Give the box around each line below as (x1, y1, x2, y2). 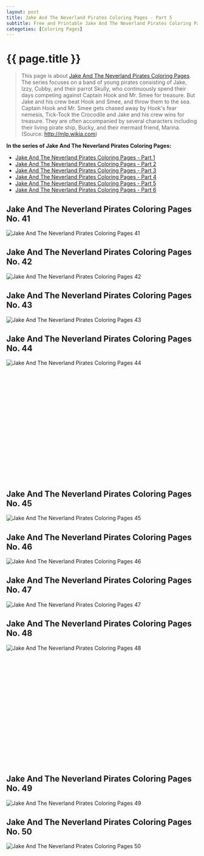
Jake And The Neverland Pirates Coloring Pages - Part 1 (15, 154, 155, 161)
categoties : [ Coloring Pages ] (6, 26, 83, 32)
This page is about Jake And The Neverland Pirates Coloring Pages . (21, 72, 191, 80)
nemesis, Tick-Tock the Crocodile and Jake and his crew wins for (21, 111, 185, 119)
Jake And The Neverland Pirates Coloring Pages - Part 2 (15, 161, 157, 168)
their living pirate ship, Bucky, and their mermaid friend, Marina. (21, 124, 181, 131)
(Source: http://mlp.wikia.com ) (21, 130, 98, 137)
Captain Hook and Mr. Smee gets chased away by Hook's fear (21, 105, 177, 112)
